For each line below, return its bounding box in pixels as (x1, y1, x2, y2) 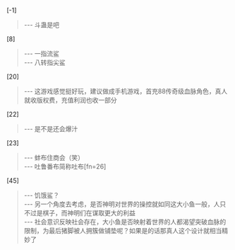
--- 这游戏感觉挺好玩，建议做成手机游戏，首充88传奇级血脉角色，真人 (23, 87, 228, 95)
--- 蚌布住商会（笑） (23, 154, 85, 161)
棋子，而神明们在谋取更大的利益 (42, 209, 135, 217)
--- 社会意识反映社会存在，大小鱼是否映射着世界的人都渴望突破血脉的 (23, 217, 227, 226)
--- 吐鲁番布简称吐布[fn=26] (23, 162, 107, 171)
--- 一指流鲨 (23, 50, 60, 57)
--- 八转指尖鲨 (23, 58, 66, 67)
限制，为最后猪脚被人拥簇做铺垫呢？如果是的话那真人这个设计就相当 (23, 227, 222, 234)
